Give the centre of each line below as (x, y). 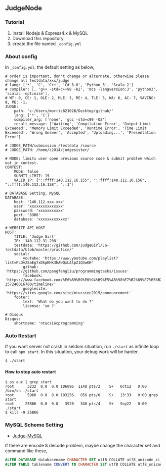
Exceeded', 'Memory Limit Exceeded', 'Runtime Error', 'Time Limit (76, 128)
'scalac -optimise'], (27, 94)
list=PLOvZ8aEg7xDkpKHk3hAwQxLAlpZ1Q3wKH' (49, 262)
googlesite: (35, 288)
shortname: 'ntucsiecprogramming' (49, 323)
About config (21, 56)
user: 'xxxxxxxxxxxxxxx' (40, 206)
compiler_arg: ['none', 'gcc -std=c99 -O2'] (61, 119)
